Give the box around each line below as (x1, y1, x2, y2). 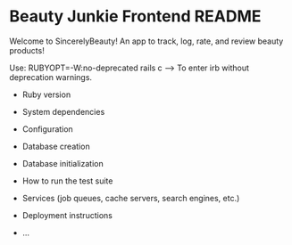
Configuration (21, 123, 73, 135)
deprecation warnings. (9, 71, 92, 82)
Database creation (21, 141, 91, 151)
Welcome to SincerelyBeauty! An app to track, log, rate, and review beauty (9, 36, 284, 46)
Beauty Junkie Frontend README (9, 6, 262, 27)
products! (9, 45, 45, 55)
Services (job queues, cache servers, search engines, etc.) (21, 192, 240, 203)
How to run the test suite (21, 176, 113, 186)
